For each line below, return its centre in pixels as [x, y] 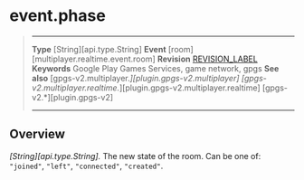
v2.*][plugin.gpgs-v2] [72, 97]
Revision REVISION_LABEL [207, 59]
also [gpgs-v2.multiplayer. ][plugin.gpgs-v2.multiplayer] [135, 78]
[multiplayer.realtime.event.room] [93, 59]
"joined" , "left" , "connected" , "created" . [86, 166]
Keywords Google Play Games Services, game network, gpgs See [155, 68]
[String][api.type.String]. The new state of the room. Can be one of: [135, 156]
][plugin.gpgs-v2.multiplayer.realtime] [190, 88]
